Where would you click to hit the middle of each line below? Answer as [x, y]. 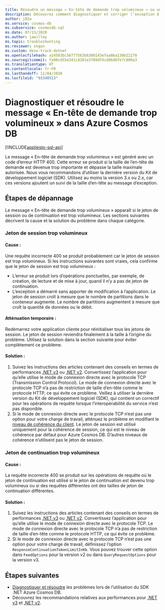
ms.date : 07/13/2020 [26, 32]
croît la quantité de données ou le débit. [53, 307]
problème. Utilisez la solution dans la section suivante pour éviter [71, 340]
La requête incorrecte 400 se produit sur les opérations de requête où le [78, 475]
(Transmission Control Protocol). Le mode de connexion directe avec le [84, 383]
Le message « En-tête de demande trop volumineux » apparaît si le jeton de [82, 210]
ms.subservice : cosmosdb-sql [35, 28]
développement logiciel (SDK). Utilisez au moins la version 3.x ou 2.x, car [79, 178]
